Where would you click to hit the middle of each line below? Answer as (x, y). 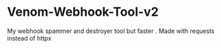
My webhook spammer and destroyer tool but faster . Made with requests (111, 31)
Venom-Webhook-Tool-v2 (83, 12)
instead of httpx (29, 38)
